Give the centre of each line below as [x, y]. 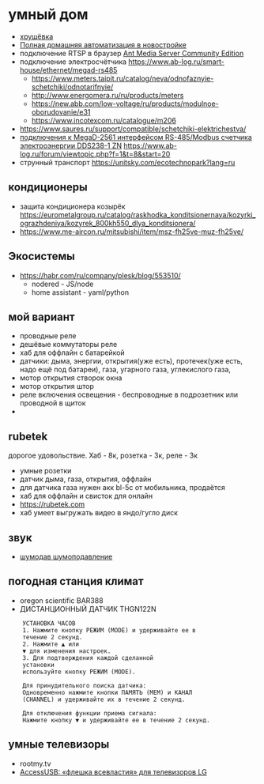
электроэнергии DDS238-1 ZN [71, 145]
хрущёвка [36, 36]
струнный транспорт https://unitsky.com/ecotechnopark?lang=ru [127, 162]
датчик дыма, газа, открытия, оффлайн [85, 479]
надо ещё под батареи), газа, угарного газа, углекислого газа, [125, 370]
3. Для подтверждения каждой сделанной [88, 658]
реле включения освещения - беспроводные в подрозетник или [129, 395]
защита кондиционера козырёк [72, 206]
